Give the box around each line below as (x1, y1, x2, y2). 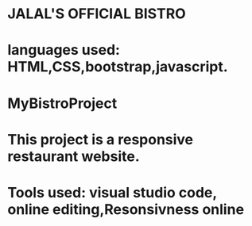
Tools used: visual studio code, (7, 183, 218, 201)
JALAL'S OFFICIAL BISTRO (7, 5, 186, 23)
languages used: (7, 41, 121, 59)
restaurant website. (7, 147, 140, 165)
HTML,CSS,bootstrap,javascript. (7, 58, 228, 76)
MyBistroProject (7, 94, 118, 112)
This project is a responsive (7, 130, 194, 148)
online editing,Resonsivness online (7, 200, 244, 218)
